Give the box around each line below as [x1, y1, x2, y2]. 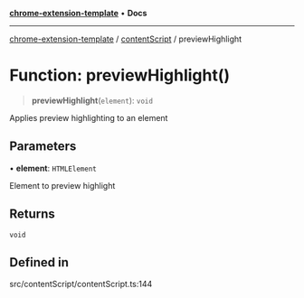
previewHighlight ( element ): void [31, 95, 154, 106]
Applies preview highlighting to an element [9, 112, 168, 123]
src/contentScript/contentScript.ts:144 [9, 279, 153, 290]
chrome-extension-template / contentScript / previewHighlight [9, 33, 242, 44]
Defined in [9, 255, 70, 270]
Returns [9, 207, 56, 222]
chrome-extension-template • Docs [9, 8, 147, 18]
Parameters [9, 139, 77, 154]
